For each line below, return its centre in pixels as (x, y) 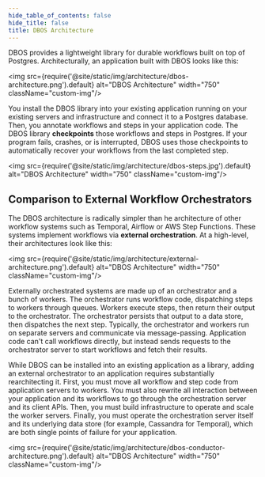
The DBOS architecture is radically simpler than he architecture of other (125, 218)
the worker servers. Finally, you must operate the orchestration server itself (131, 415)
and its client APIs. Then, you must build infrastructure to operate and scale (131, 407)
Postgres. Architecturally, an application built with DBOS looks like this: (123, 61)
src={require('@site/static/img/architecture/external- (113, 259)
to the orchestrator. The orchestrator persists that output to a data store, (126, 316)
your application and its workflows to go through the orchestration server (127, 399)
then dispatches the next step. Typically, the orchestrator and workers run (129, 324)
